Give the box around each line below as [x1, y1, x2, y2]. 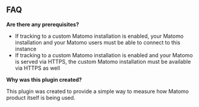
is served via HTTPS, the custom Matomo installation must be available [14, 58, 191, 65]
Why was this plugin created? [6, 76, 82, 83]
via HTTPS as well [14, 64, 60, 72]
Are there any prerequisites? [6, 20, 79, 28]
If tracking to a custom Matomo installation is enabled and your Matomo [14, 51, 194, 59]
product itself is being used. [6, 94, 76, 101]
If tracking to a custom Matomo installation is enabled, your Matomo [14, 32, 184, 40]
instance [14, 45, 37, 52]
